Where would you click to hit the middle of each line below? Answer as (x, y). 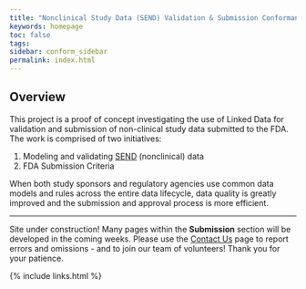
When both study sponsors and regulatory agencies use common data (142, 183)
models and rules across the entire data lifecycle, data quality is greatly (143, 193)
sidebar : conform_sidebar (58, 52)
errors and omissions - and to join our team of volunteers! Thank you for (145, 248)
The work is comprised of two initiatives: (86, 139)
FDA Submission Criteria (68, 166)
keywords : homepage (46, 26)
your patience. (36, 258)
